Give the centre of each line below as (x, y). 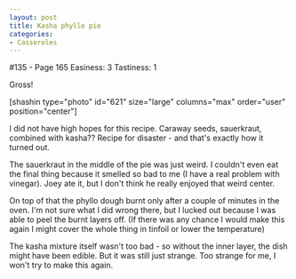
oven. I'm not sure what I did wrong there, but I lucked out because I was (143, 211)
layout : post (33, 17)
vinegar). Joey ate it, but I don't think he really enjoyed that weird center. (142, 184)
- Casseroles (33, 42)
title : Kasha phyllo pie (55, 26)
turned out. (30, 147)
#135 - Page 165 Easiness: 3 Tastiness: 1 (83, 68)
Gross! (21, 84)
